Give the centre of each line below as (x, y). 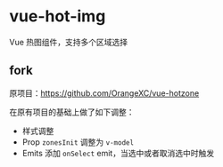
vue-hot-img (58, 16)
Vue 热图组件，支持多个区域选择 (69, 42)
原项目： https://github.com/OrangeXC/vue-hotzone (104, 93)
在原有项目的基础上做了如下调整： (72, 112)
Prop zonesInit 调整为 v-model (78, 142)
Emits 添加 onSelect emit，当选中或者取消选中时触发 (118, 153)
